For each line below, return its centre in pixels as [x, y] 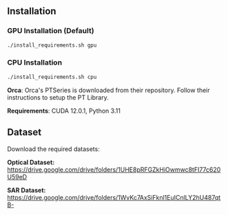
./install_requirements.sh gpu [52, 45]
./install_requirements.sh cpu [52, 77]
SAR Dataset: [27, 190]
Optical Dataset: [31, 162]
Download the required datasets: [53, 149]
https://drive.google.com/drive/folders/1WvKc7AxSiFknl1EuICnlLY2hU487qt [114, 197]
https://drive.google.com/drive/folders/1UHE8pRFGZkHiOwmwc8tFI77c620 [114, 169]
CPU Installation [35, 63]
